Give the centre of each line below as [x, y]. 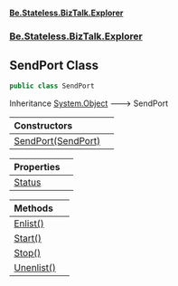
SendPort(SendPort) [57, 141]
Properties [37, 167]
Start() [28, 238]
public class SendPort [52, 86]
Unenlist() [35, 268]
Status [28, 183]
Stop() [28, 253]
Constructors [43, 126]
